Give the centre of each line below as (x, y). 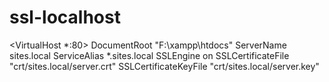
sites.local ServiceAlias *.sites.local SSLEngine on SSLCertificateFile (149, 55)
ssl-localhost (65, 17)
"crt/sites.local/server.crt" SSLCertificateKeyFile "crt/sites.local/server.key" (164, 66)
